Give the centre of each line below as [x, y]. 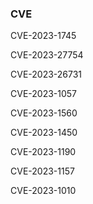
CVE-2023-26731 [46, 74]
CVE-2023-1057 [44, 94]
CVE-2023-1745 [43, 36]
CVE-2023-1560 [44, 113]
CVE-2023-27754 [47, 55]
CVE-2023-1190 [43, 152]
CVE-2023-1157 [42, 171]
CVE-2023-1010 [43, 191]
